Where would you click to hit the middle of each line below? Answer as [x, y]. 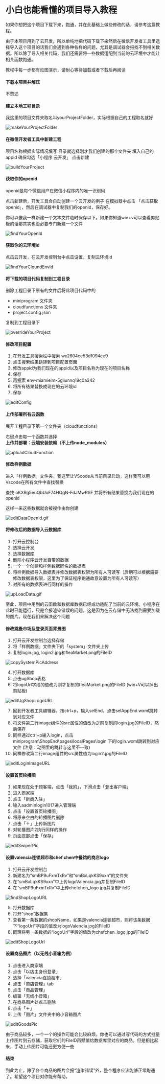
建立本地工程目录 [23, 106]
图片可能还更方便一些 [53, 1046]
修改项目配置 [18, 344]
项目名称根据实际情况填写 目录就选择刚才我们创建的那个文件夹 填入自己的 [80, 151]
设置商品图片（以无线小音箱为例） [40, 954]
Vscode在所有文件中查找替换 [35, 482]
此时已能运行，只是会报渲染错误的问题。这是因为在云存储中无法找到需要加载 [83, 610]
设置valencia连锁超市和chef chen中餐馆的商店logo [57, 857]
